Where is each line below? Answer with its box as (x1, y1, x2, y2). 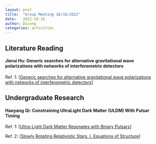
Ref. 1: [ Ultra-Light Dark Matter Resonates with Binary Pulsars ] (5, 124, 132, 130)
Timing (5, 112, 20, 119)
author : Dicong (5, 21, 37, 26)
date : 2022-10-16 (5, 16, 45, 21)
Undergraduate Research (5, 94, 84, 102)
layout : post (5, 7, 32, 12)
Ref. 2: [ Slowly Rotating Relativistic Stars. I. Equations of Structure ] (5, 133, 141, 139)
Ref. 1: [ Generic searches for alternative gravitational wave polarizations (5, 74, 152, 80)
